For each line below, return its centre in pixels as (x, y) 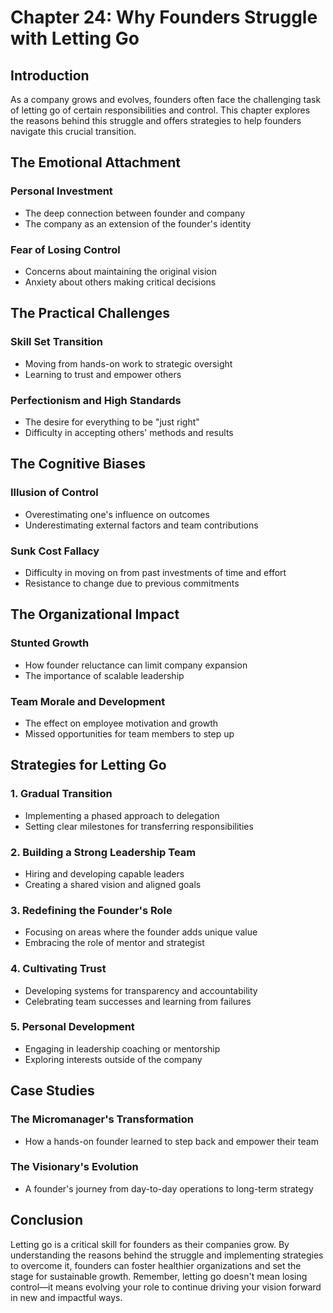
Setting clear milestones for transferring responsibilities (139, 826)
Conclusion (47, 1220)
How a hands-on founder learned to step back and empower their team (171, 1141)
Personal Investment (61, 191)
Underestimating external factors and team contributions (141, 525)
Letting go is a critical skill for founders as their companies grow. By (150, 1244)
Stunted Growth (50, 643)
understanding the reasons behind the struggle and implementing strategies (167, 1255)
